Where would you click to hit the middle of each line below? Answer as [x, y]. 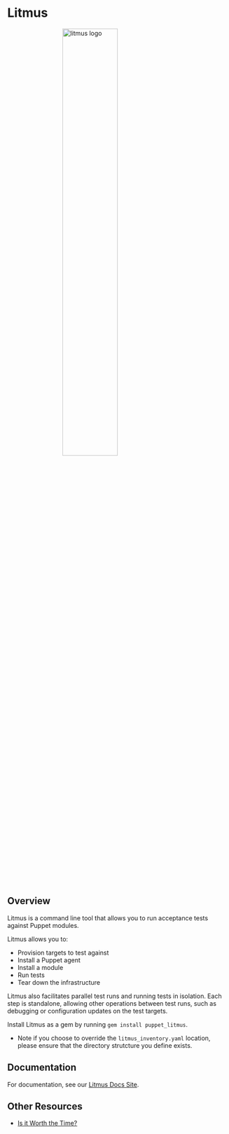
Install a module [40, 967]
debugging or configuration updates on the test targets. [88, 1011]
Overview [29, 901]
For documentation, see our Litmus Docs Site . [73, 1084]
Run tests [31, 975]
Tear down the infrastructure [58, 982]
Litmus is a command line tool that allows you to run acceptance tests [108, 918]
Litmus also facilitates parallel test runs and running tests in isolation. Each [114, 996]
